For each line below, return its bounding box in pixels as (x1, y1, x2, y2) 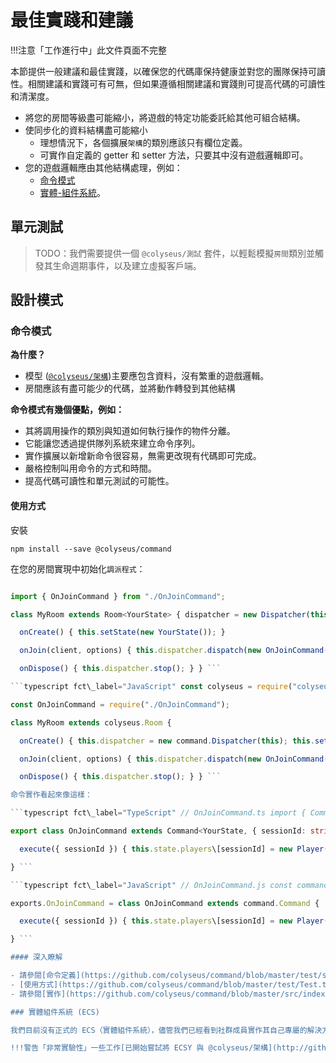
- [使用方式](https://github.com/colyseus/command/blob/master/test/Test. (10, 979, 323, 990)
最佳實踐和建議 (10, 9, 134, 32)
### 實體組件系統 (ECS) (10, 1007, 100, 1017)
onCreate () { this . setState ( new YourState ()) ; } (19, 627, 226, 638)
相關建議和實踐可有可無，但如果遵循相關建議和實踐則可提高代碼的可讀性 (27, 77, 326, 90)
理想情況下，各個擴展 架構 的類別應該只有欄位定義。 (39, 136, 248, 148)
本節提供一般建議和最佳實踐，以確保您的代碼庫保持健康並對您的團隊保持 (10, 65, 308, 77)
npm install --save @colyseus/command (10, 544, 172, 554)
